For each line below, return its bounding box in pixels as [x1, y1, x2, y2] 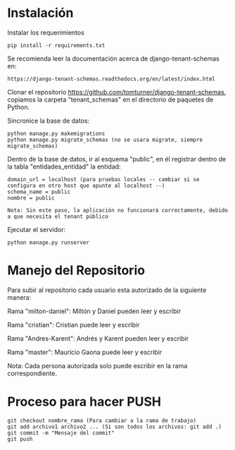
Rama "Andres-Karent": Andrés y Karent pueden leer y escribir [7, 334, 189, 343]
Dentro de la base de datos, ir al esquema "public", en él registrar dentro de [7, 154, 227, 163]
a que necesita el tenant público [7, 213, 109, 220]
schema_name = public [7, 188, 71, 195]
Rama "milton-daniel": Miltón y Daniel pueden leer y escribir [7, 307, 182, 315]
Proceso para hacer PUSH [7, 394, 162, 410]
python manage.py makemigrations [7, 130, 106, 137]
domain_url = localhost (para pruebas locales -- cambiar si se [7, 176, 200, 183]
